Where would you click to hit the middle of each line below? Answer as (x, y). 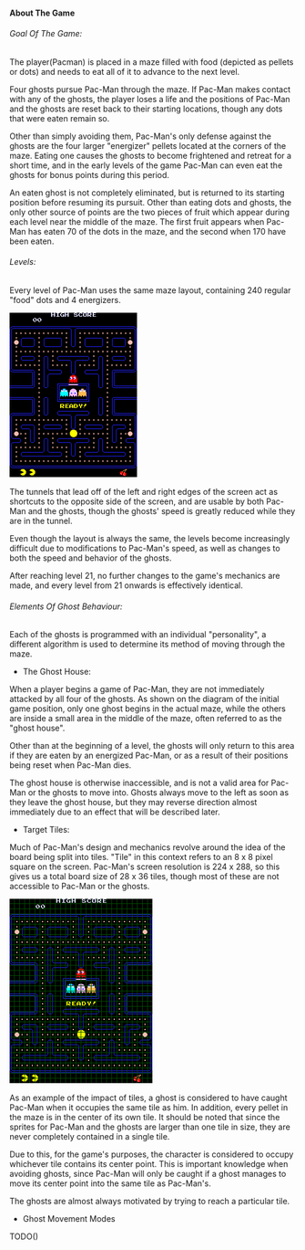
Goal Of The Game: (46, 34)
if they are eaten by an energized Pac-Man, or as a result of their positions (149, 756)
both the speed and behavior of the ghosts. (91, 558)
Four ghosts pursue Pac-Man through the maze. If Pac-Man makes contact (150, 89)
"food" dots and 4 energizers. (65, 300)
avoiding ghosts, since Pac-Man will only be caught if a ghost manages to (148, 1174)
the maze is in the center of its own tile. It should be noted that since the (145, 1118)
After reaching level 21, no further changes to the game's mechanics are (145, 576)
